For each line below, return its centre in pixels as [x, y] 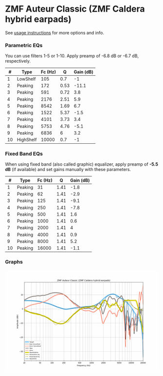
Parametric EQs [24, 45]
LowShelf [26, 79]
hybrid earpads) [38, 19]
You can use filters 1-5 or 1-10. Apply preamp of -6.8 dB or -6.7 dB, [72, 56]
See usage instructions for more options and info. [55, 33]
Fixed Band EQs [24, 154]
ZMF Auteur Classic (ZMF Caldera [75, 9]
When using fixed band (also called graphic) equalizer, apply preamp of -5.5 [81, 164]
